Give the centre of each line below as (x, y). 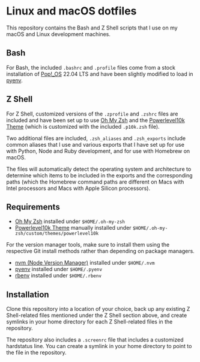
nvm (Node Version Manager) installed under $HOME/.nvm (85, 263)
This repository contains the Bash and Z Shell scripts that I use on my (92, 28)
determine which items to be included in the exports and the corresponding (100, 175)
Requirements (33, 207)
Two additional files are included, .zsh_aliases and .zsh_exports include (96, 138)
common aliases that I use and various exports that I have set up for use (95, 144)
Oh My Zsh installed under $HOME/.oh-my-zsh (70, 221)
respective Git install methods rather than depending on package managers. (101, 251)
